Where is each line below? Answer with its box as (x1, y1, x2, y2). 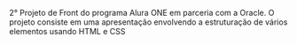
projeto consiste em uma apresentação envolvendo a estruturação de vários (9, 17, 288, 27)
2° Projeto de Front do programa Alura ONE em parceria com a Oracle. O (9, 8, 275, 18)
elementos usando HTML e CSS (9, 26, 126, 36)
